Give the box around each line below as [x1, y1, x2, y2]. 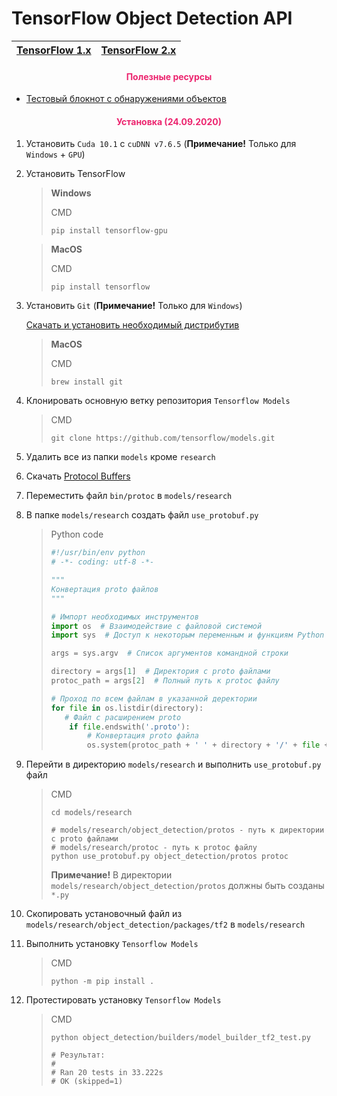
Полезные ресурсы [125, 70, 213, 82]
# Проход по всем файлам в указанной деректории [50, 693, 258, 704]
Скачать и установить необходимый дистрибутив [25, 319, 240, 331]
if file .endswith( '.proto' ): [69, 722, 191, 732]
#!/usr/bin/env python [50, 548, 146, 558]
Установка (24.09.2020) [115, 115, 223, 127]
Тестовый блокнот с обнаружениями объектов [25, 93, 227, 105]
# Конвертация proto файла [86, 731, 199, 741]
